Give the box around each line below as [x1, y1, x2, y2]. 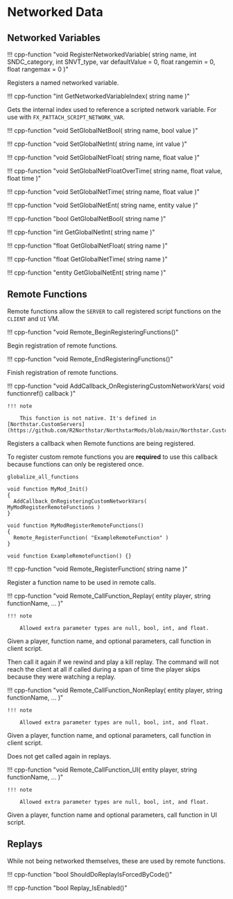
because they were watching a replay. [7, 672, 116, 681]
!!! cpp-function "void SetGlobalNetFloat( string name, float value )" [7, 154, 200, 161]
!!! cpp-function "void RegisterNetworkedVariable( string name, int [7, 50, 197, 58]
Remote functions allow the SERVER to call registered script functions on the [7, 307, 221, 315]
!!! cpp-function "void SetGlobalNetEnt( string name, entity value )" [7, 201, 199, 209]
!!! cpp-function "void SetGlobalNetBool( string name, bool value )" [7, 127, 198, 134]
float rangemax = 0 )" [7, 65, 69, 73]
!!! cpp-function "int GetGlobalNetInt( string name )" [7, 228, 155, 236]
